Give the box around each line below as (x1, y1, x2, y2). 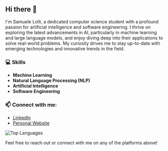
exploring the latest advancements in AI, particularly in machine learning (5, 29, 157, 36)
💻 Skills (5, 58, 26, 66)
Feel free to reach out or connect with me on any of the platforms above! (5, 140, 158, 146)
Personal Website (12, 120, 50, 126)
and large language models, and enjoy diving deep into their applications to (5, 35, 163, 41)
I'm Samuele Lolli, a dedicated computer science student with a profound (5, 18, 159, 24)
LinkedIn (12, 115, 31, 121)
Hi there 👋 (5, 5, 37, 14)
